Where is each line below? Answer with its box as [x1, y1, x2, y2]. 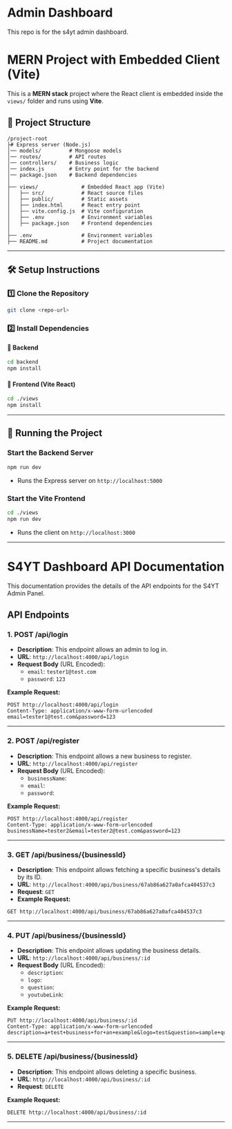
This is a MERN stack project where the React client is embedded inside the [7, 89, 223, 97]
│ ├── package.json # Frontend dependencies [7, 220, 153, 227]
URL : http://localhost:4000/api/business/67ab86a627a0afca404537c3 [17, 880, 215, 889]
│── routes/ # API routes [7, 153, 107, 160]
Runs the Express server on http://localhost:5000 [17, 476, 163, 484]
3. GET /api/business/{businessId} [7, 850, 126, 860]
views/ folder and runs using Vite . [7, 97, 104, 105]
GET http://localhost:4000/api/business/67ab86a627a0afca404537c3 [7, 908, 202, 915]
